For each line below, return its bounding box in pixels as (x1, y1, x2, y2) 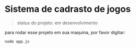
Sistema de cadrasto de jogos (5, 3, 131, 15)
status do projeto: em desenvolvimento (17, 20, 98, 26)
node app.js (5, 39, 30, 44)
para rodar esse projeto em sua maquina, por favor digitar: (5, 29, 126, 35)
